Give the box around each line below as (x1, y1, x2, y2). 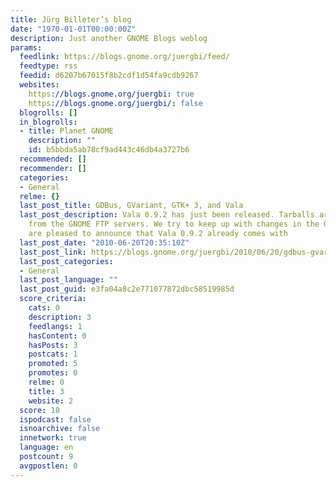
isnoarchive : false (19, 424, 101, 434)
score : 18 (19, 405, 60, 415)
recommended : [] (19, 154, 87, 164)
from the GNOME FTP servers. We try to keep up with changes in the (28, 219, 320, 230)
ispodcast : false (19, 414, 92, 425)
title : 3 (28, 386, 65, 396)
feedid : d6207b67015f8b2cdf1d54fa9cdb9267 (19, 71, 199, 81)
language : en (19, 442, 74, 453)
